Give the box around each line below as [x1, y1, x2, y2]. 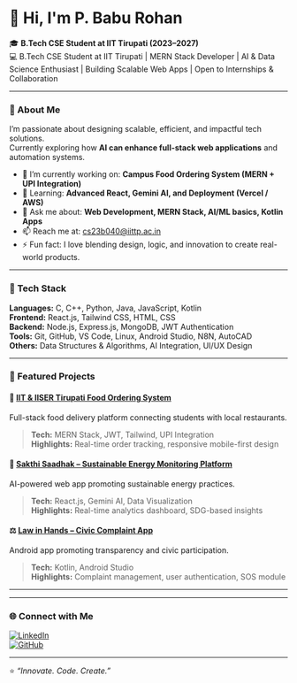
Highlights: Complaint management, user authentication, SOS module [30, 572, 286, 582]
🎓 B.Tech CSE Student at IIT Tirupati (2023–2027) [9, 37, 199, 48]
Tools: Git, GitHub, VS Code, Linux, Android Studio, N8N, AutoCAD [9, 331, 253, 341]
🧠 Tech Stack [9, 282, 67, 295]
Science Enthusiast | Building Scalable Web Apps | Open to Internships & [9, 64, 274, 74]
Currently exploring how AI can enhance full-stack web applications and [9, 142, 278, 153]
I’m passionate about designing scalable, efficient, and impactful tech [9, 124, 263, 134]
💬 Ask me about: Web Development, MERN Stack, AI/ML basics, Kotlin [21, 207, 284, 218]
